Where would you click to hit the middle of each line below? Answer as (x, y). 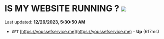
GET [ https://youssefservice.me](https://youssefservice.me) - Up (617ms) (85, 31)
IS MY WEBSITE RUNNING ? (62, 9)
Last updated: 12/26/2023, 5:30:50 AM (45, 22)
